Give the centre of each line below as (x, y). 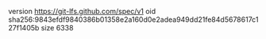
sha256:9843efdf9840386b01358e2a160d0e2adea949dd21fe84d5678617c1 (133, 19)
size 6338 (57, 28)
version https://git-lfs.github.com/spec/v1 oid (82, 11)
